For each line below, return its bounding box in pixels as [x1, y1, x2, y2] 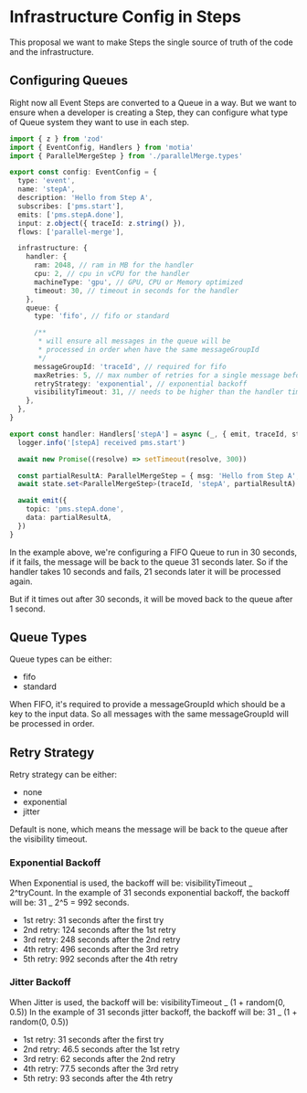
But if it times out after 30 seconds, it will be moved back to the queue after [9, 593, 293, 604]
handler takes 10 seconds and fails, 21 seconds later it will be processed [9, 566, 281, 577]
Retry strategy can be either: [9, 769, 117, 780]
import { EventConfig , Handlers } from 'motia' [9, 143, 195, 152]
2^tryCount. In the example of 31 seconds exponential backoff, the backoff [9, 886, 291, 897]
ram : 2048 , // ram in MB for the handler [33, 260, 195, 271]
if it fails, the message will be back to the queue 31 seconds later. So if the [9, 556, 289, 568]
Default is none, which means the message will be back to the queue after [9, 824, 289, 835]
